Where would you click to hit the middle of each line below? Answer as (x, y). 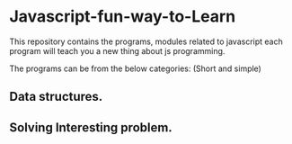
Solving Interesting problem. (91, 127)
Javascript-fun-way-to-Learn (123, 17)
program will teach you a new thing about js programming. (117, 50)
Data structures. (56, 97)
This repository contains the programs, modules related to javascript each (146, 41)
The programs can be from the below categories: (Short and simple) (136, 68)
